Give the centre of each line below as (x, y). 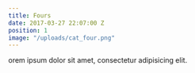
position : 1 (28, 30)
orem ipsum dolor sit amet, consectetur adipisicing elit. (98, 60)
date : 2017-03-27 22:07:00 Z (56, 23)
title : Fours (30, 15)
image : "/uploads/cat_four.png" (61, 38)
